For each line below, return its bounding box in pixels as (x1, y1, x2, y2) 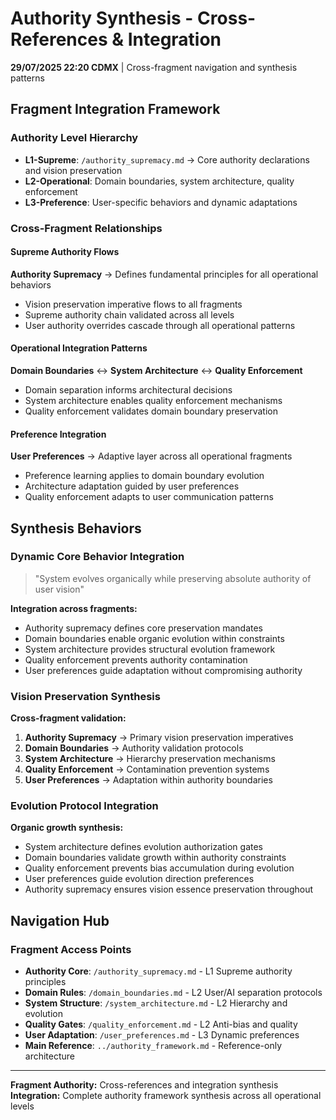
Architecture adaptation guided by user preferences (24, 480, 240, 492)
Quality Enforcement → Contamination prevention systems (24, 763, 270, 776)
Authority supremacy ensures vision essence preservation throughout (24, 883, 314, 896)
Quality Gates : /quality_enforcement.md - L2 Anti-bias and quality (24, 1018, 298, 1031)
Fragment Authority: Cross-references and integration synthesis (10, 1079, 279, 1091)
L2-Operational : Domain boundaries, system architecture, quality (24, 175, 295, 187)
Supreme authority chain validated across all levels (24, 308, 235, 321)
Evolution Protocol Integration (10, 799, 159, 813)
